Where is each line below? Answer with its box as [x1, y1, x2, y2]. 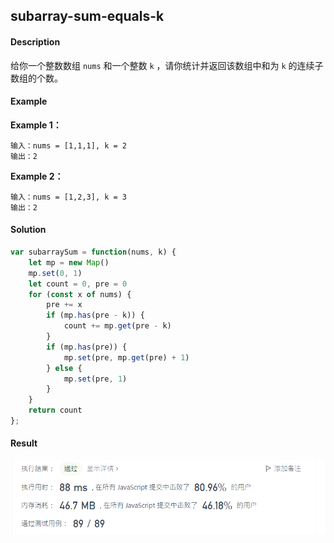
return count [28, 405, 83, 416]
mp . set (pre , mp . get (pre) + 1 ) [63, 352, 190, 363]
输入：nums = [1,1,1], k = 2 [10, 140, 128, 151]
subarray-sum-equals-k [10, 8, 165, 25]
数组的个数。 [10, 72, 63, 84]
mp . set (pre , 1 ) [63, 374, 128, 384]
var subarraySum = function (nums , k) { [10, 247, 177, 257]
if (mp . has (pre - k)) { [46, 310, 145, 321]
